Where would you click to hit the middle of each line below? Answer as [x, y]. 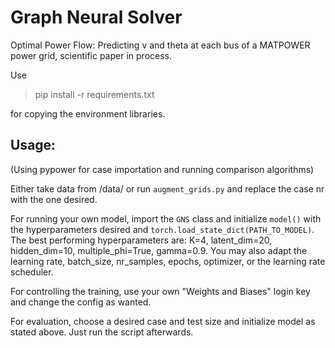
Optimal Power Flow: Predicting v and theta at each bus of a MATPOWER [160, 45]
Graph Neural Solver [96, 17]
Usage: [33, 145]
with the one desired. [54, 199]
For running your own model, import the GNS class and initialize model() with [166, 218]
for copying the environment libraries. [88, 113]
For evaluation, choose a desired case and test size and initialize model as [163, 321]
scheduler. [32, 272]
